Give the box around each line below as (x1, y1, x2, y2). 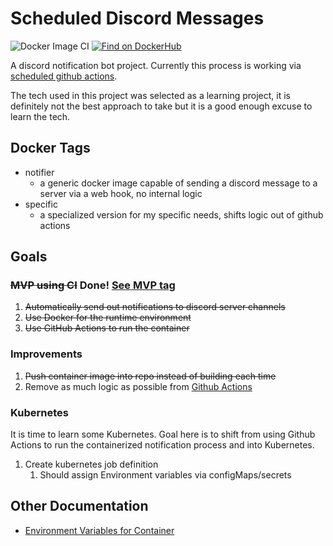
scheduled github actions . (10, 70, 118, 82)
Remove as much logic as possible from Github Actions (24, 380, 253, 392)
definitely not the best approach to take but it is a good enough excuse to (10, 100, 313, 112)
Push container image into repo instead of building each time (24, 370, 277, 382)
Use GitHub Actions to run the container (24, 322, 190, 334)
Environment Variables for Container (24, 524, 175, 536)
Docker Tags (10, 140, 91, 157)
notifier (24, 166, 55, 178)
